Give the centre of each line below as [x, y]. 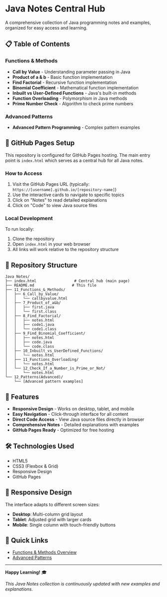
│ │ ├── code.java [29, 342]
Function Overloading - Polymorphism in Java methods [70, 98]
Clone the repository [33, 239]
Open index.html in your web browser [51, 244]
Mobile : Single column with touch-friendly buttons [64, 525]
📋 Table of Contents [38, 44]
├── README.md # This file [51, 286]
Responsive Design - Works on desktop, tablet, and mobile [73, 409]
